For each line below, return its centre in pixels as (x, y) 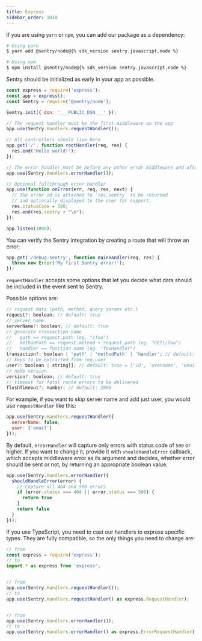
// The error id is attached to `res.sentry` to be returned (90, 195)
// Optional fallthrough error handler (56, 184)
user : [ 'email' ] (32, 428)
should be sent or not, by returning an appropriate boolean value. (87, 464)
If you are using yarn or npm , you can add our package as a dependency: (96, 34)
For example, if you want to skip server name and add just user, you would (98, 399)
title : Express (25, 12)
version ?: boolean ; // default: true (54, 377)
